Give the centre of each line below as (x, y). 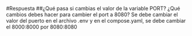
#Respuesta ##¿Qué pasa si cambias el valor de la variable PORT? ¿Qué (93, 8)
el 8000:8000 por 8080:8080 (42, 27)
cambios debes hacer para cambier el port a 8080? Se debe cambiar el (92, 15)
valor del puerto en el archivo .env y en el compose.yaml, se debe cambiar (96, 21)
